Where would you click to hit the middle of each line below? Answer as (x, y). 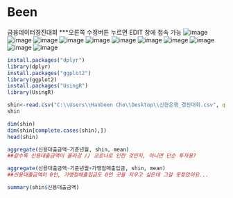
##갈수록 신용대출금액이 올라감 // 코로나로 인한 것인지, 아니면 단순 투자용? (102, 156)
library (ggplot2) (32, 80)
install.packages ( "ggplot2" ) (49, 73)
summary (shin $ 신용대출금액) (43, 188)
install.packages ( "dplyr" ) (46, 60)
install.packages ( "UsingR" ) (48, 86)
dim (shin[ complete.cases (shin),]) (57, 130)
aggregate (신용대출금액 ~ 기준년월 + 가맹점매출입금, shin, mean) (86, 168)
